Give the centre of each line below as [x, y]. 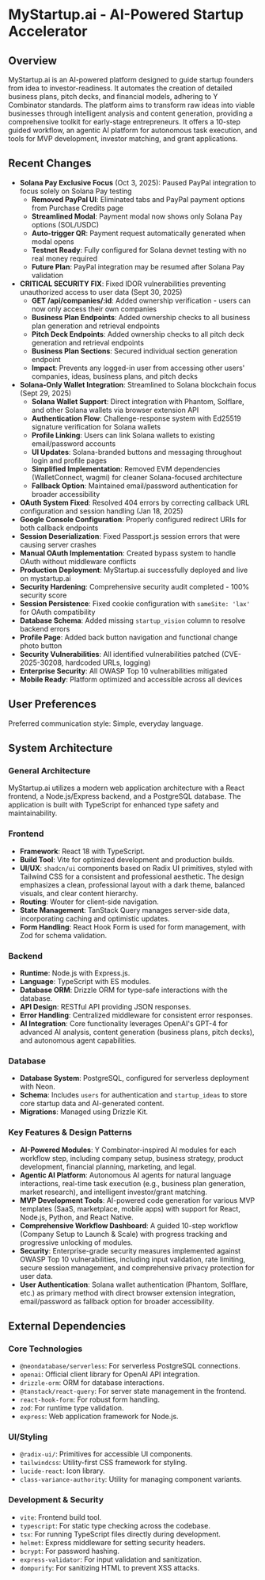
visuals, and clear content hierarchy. [79, 893]
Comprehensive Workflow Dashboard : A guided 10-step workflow [129, 1225]
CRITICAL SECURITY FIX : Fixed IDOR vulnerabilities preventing [123, 284]
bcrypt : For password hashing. [70, 1551]
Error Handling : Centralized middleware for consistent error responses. [136, 1015]
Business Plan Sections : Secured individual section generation [134, 351]
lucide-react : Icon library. [62, 1471]
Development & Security [56, 1500]
